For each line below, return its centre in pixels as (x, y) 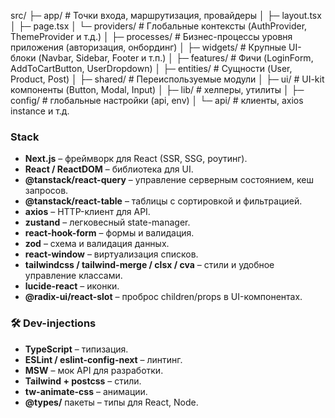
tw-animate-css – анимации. (86, 391)
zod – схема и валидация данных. (97, 244)
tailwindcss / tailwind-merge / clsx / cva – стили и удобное (149, 265)
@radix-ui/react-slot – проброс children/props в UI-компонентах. (163, 297)
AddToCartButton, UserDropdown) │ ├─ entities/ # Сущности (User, (151, 68)
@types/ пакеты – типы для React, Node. (111, 402)
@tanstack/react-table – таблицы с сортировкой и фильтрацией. (163, 201)
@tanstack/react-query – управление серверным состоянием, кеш (169, 180)
